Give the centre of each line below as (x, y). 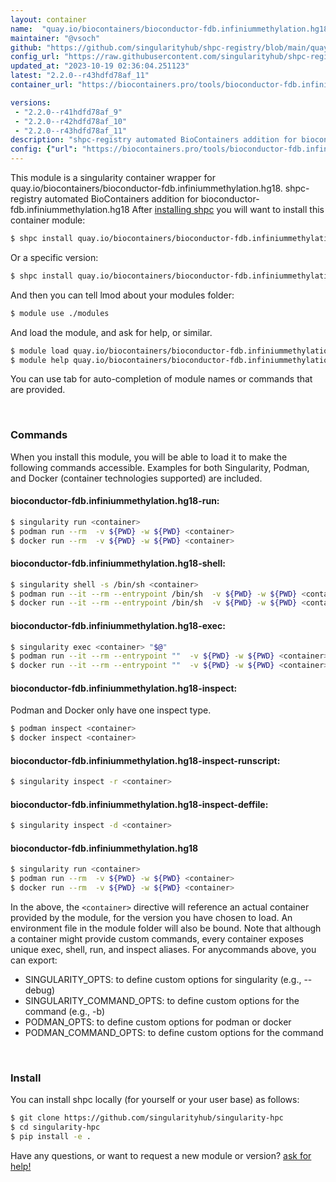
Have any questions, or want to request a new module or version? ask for (161, 1156)
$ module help (40, 360)
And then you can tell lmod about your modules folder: (122, 295)
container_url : (42, 85)
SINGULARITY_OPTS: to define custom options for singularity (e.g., (163, 980)
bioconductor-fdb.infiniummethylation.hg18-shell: (118, 563)
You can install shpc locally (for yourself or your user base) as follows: (155, 1100)
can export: (34, 960)
